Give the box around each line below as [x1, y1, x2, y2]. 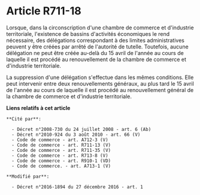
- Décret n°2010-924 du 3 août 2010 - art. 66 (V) [11, 132, 141, 138]
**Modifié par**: [6, 173, 50, 179]
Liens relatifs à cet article [6, 104, 71, 111]
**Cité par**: [6, 115, 42, 122]
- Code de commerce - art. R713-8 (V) [11, 153, 109, 159]
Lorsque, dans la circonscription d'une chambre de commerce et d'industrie [6, 24, 194, 31]
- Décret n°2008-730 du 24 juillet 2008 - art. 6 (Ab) [11, 126, 151, 132]
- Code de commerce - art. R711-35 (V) [11, 147, 111, 153]
